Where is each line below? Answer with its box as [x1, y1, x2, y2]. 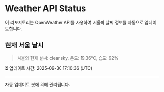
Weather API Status [5, 3, 86, 14]
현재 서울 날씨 [5, 41, 44, 49]
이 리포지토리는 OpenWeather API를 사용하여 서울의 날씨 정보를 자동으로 [5, 19, 144, 25]
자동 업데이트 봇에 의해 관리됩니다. [5, 81, 70, 87]
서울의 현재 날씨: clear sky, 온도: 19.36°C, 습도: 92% [17, 55, 119, 61]
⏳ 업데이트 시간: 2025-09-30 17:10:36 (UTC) [5, 65, 93, 71]
